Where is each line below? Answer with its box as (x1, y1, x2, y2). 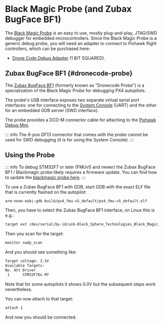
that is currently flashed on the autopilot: (5, 189, 87, 195)
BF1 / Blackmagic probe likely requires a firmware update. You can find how (5, 169, 157, 175)
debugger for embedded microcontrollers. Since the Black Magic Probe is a (5, 35, 157, 41)
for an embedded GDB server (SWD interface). (5, 107, 99, 113)
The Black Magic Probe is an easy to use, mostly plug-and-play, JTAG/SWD (5, 30, 158, 36)
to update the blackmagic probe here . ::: (5, 174, 86, 180)
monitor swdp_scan (5, 240, 42, 245)
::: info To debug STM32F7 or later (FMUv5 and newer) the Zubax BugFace (5, 164, 156, 170)
